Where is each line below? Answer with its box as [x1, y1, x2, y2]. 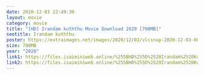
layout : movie [6, 15, 42, 21]
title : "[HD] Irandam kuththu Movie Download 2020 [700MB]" [6, 25, 162, 32]
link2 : [6, 59, 23, 65]
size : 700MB [6, 43, 36, 49]
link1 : [6, 54, 23, 60]
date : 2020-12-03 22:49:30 [6, 8, 75, 15]
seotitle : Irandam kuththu [6, 31, 75, 37]
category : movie [6, 20, 47, 26]
